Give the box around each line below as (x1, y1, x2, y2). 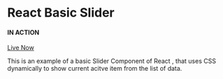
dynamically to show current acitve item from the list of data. (7, 64, 182, 73)
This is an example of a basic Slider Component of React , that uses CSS (7, 57, 217, 65)
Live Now (7, 44, 35, 52)
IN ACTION (7, 28, 40, 36)
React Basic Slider (7, 5, 115, 21)
